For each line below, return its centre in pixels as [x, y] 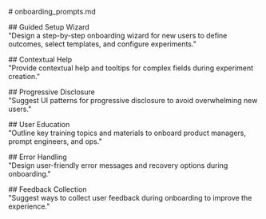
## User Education [39, 124]
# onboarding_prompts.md [52, 12]
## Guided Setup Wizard [49, 27]
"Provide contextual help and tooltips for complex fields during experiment [131, 68]
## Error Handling [38, 157]
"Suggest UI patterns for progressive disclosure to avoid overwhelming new [133, 100]
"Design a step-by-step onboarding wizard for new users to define [118, 36]
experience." [29, 206]
